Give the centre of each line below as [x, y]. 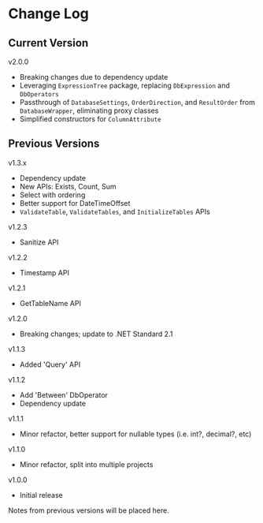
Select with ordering [52, 195]
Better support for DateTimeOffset [75, 203]
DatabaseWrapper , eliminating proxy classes [89, 110]
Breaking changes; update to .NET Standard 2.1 [96, 334]
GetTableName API [50, 303]
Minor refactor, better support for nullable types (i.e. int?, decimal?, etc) [135, 434]
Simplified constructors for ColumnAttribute [90, 119]
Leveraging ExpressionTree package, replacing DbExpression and [125, 85]
